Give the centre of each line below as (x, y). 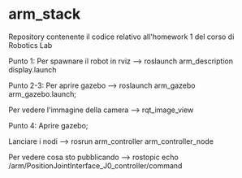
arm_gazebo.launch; (43, 93)
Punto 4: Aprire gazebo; (48, 125)
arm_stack (45, 14)
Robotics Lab (30, 45)
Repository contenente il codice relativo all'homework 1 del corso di (121, 37)
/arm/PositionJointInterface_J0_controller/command (95, 165)
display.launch (32, 69)
